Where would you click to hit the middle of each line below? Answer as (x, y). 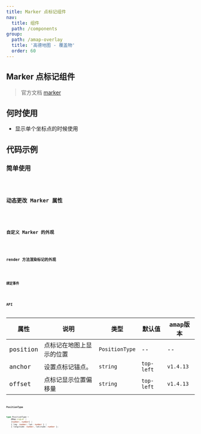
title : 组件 (26, 23)
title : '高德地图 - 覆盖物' (43, 46)
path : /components (35, 29)
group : (14, 34)
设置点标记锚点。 (68, 367)
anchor (20, 366)
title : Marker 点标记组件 (36, 12)
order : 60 (24, 51)
